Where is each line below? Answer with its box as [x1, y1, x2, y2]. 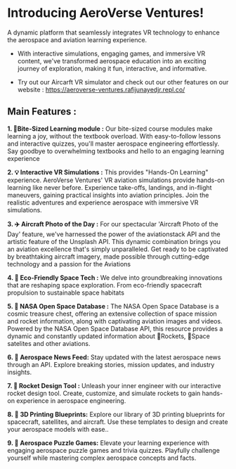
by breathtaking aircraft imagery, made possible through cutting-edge [7, 252, 209, 261]
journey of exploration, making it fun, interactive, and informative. [17, 64, 207, 72]
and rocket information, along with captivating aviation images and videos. [7, 316, 223, 325]
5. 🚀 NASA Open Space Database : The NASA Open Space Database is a [7, 302, 219, 310]
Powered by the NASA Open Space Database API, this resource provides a [7, 324, 223, 333]
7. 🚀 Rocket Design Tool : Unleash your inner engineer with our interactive [7, 381, 221, 390]
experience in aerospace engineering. [16, 396, 126, 405]
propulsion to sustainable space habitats [7, 288, 125, 297]
